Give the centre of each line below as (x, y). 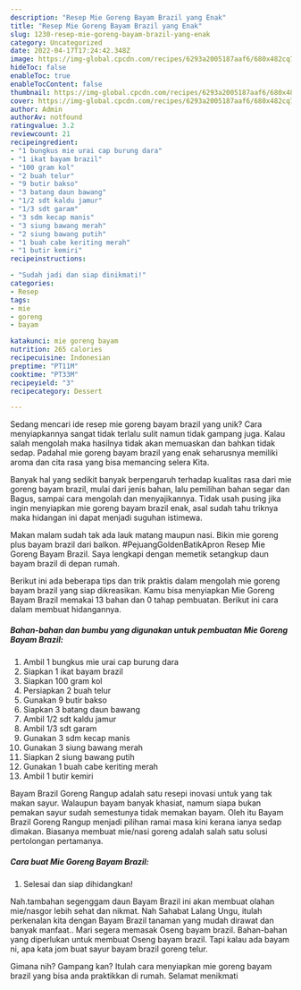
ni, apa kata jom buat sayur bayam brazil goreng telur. (109, 949)
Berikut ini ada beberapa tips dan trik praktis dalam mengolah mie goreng (145, 581)
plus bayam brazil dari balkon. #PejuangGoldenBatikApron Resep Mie (138, 545)
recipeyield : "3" (42, 383)
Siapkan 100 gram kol (63, 681)
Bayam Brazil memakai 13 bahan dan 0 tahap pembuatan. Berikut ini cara (144, 600)
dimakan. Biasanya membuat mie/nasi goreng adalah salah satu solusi (139, 832)
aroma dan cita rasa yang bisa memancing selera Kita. (110, 463)
